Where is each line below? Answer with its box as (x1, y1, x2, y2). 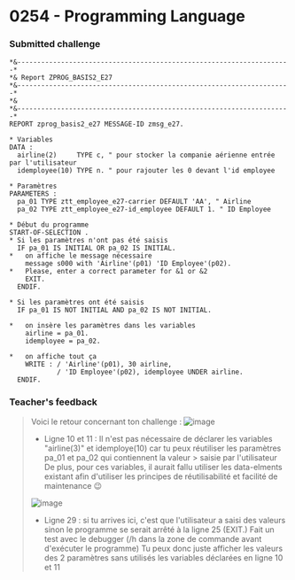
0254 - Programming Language (9, 6, 245, 27)
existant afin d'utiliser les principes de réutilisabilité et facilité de (43, 471, 278, 482)
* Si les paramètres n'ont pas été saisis (9, 236, 168, 245)
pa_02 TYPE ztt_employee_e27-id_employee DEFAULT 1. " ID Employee (17, 205, 272, 214)
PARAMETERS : (9, 189, 58, 198)
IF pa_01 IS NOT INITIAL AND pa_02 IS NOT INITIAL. (17, 305, 213, 315)
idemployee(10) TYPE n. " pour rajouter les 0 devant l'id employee (17, 166, 276, 175)
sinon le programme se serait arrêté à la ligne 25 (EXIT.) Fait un (43, 524, 275, 535)
